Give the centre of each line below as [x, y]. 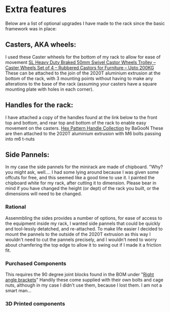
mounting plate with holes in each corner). [49, 89]
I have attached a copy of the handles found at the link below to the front [81, 117]
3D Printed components [35, 303]
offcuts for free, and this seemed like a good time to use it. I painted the [80, 178]
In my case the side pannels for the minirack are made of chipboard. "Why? [84, 167]
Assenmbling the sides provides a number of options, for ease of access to [84, 218]
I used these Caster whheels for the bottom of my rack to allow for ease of [83, 57]
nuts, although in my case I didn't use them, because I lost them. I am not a [84, 285]
